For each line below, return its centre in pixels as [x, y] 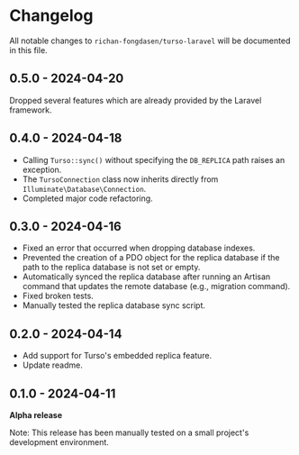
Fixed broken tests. [58, 296]
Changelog [51, 16]
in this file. [28, 50]
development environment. [59, 442]
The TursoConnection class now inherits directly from [120, 179]
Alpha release [36, 415]
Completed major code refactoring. [87, 198]
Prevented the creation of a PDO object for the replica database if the [151, 258]
